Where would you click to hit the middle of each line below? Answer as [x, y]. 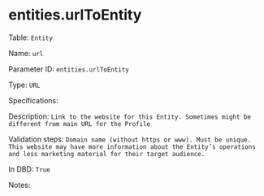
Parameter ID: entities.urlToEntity [69, 69]
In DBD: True [29, 169]
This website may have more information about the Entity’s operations [132, 147]
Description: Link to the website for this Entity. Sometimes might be [130, 116]
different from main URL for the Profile [80, 124]
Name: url [26, 53]
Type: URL [24, 85]
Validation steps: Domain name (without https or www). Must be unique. [130, 139]
